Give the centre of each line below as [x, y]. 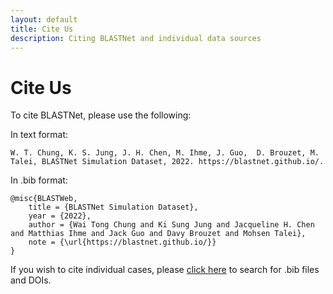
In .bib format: [39, 180]
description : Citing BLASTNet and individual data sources [136, 38]
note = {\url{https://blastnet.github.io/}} [122, 242]
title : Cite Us [42, 29]
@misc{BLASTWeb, [44, 199]
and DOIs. [31, 280]
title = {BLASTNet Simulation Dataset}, [113, 207]
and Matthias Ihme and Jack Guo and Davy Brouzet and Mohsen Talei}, [158, 234]
